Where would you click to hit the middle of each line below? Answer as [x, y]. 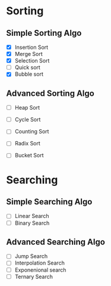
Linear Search [32, 216]
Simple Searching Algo [49, 202]
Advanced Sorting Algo [50, 93]
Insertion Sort [31, 47]
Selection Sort [32, 61]
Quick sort [27, 67]
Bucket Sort [29, 156]
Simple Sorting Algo [44, 33]
